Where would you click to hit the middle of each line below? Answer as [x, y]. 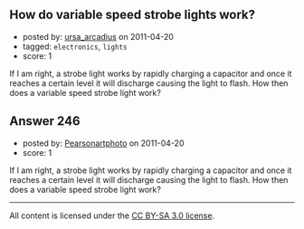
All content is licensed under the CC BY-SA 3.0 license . [112, 215]
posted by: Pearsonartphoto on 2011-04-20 [103, 143]
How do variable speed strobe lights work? [133, 15]
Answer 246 [45, 121]
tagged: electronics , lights [75, 46]
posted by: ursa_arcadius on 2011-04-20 [98, 36]
